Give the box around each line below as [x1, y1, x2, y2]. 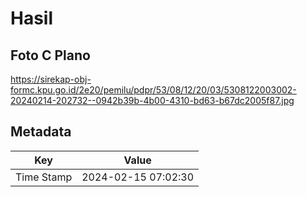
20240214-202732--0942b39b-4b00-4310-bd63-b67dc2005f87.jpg [10, 95, 295, 106]
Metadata [10, 123, 72, 141]
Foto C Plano [10, 47, 91, 64]
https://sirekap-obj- [10, 73, 92, 85]
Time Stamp [15, 170, 73, 184]
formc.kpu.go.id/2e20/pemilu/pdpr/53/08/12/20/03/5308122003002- [10, 84, 297, 96]
